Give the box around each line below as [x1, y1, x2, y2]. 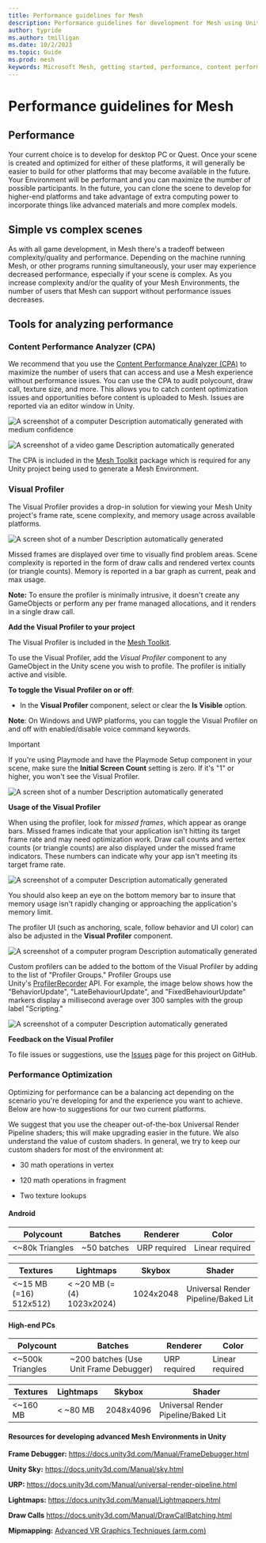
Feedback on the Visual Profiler [8, 1034, 114, 1043]
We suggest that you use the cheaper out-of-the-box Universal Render [8, 1119, 240, 1129]
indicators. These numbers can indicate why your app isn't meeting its [8, 851, 237, 861]
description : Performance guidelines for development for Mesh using [8, 19, 243, 27]
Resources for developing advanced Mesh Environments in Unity [8, 1431, 227, 1441]
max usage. [8, 575, 47, 584]
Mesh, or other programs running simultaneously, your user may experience [8, 260, 256, 270]
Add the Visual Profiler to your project [8, 622, 135, 632]
